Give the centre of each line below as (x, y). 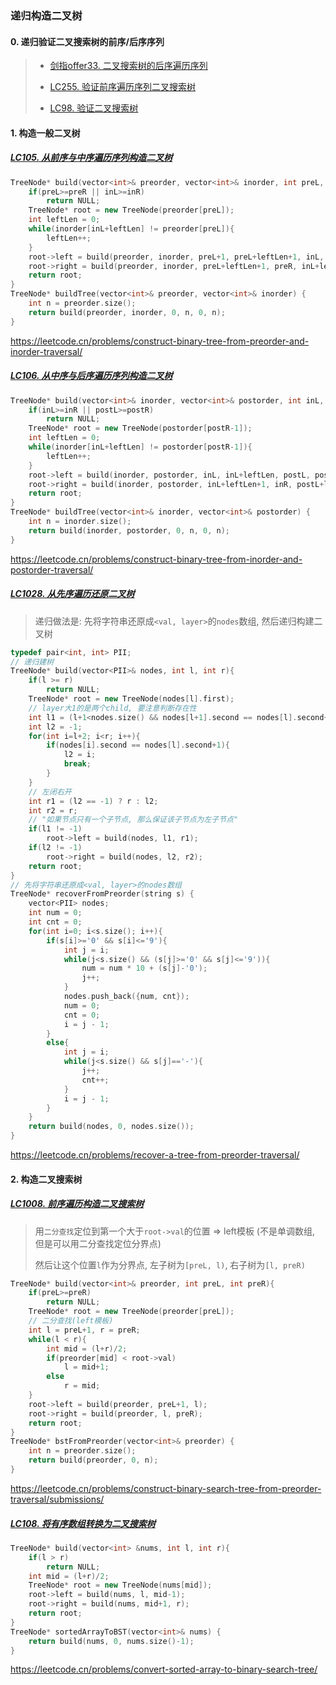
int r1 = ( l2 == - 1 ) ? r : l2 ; (93, 801)
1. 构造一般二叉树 (45, 133)
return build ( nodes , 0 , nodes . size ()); (111, 1127)
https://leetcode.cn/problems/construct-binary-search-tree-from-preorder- (166, 1488)
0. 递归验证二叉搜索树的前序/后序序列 (87, 41)
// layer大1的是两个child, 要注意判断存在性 (112, 708)
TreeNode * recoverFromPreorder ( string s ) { (102, 894)
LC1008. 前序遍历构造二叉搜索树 (77, 1204)
